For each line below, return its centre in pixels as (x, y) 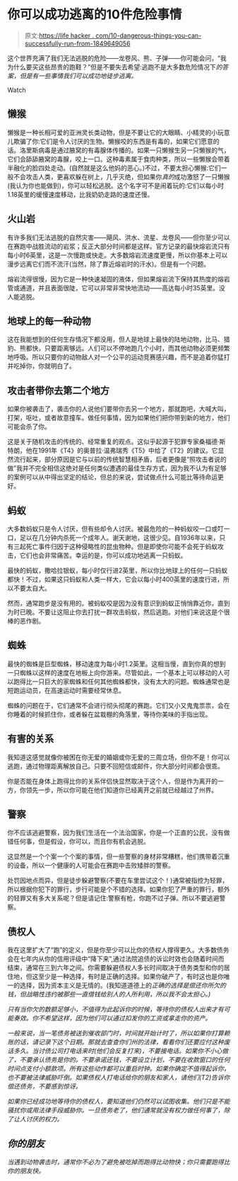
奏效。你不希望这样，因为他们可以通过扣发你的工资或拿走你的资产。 (112, 1018)
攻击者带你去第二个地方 (58, 390)
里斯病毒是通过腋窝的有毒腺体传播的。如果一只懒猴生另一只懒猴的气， (128, 150)
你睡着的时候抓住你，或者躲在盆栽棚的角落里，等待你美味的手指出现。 (109, 714)
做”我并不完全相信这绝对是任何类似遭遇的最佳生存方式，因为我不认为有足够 (117, 468)
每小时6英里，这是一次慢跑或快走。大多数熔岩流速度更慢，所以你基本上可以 (118, 255)
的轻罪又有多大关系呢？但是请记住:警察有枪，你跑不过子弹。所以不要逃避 (114, 898)
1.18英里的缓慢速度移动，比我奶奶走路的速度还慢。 (81, 194)
